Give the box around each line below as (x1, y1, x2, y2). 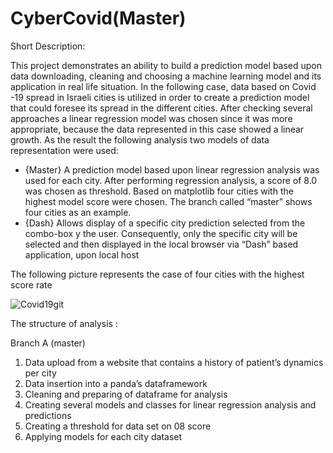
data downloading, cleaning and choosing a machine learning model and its (10, 70, 322, 82)
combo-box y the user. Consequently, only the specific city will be (24, 227, 298, 239)
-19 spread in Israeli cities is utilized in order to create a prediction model (10, 91, 310, 103)
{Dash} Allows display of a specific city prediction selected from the (24, 217, 306, 229)
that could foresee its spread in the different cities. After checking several (10, 102, 313, 114)
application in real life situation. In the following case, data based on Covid (10, 80, 317, 92)
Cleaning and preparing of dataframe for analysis (24, 388, 228, 400)
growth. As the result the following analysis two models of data (10, 133, 270, 146)
